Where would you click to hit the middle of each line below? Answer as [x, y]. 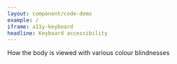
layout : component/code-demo [50, 14]
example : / [23, 20]
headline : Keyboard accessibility [58, 33]
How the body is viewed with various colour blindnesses [88, 53]
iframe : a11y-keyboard [40, 26]
